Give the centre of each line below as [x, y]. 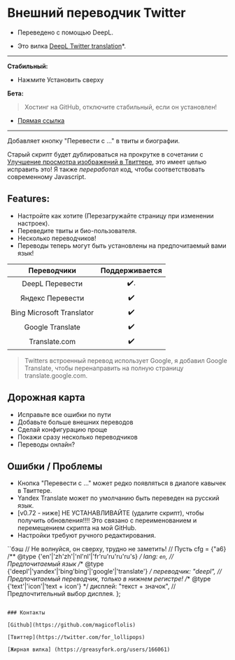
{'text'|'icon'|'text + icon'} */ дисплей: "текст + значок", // [92, 586]
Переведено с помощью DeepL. [65, 32]
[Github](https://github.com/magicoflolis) [72, 625]
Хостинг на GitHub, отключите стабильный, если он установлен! [121, 107]
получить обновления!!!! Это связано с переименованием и [107, 520]
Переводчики [52, 270]
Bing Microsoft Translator [52, 312]
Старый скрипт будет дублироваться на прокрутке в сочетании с [105, 154]
